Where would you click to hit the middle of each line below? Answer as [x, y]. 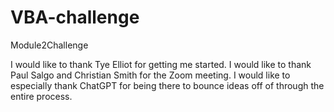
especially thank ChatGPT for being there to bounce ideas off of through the [167, 85]
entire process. [41, 96]
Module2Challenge [49, 45]
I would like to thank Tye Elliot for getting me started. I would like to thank [161, 64]
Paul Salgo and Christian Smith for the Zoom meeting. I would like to [150, 75]
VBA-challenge [75, 17]
